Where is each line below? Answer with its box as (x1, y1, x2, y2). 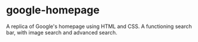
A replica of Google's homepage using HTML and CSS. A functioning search (6, 23, 192, 30)
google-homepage (6, 3, 100, 17)
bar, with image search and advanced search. (6, 29, 118, 36)
